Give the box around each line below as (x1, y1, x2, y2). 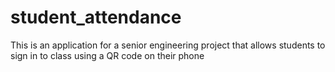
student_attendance (10, 6, 182, 29)
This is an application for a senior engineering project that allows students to (10, 39, 326, 51)
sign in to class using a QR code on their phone (10, 49, 205, 61)
